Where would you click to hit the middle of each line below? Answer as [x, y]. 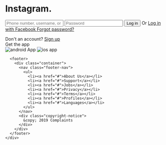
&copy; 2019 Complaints [48, 120]
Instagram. [28, 9]
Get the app [18, 44]
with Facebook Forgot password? [40, 29]
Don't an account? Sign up [33, 39]
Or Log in [151, 23]
